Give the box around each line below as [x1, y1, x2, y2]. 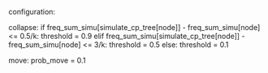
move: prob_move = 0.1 [8, 56, 86, 65]
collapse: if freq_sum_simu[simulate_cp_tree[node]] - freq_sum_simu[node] [8, 23, 261, 32]
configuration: [8, 7, 55, 16]
